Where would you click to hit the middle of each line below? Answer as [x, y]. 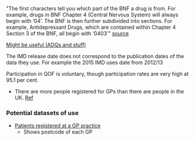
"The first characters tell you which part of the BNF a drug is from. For [91, 9]
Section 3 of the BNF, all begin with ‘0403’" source [68, 33]
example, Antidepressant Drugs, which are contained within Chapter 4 [91, 27]
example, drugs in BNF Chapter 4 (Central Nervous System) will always [92, 15]
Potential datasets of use [43, 113]
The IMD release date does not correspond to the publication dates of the [95, 56]
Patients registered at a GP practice [58, 126]
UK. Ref [24, 98]
